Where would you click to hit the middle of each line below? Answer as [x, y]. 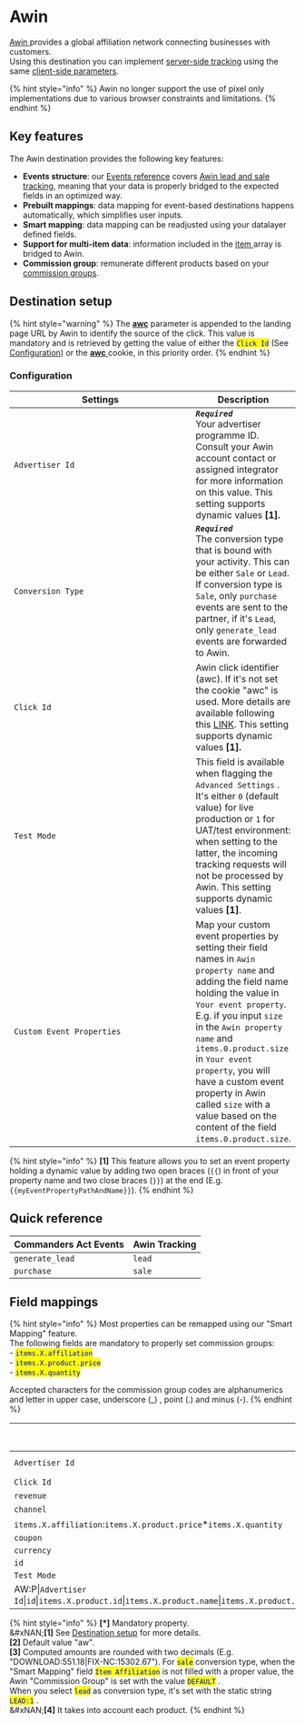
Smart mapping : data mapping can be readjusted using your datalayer [154, 224]
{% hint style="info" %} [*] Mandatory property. [99, 1623]
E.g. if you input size [239, 1015]
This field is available [240, 762]
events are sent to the [242, 607]
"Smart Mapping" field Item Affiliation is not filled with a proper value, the [152, 1671]
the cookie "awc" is [237, 690]
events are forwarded [241, 641]
